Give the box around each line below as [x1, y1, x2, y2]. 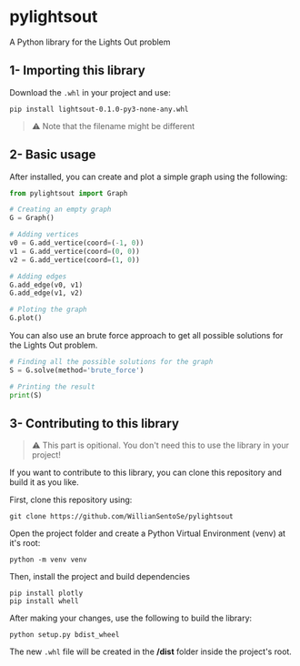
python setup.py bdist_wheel [9, 631, 120, 640]
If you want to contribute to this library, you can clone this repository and [9, 467, 282, 479]
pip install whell [9, 597, 79, 606]
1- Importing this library [9, 63, 145, 78]
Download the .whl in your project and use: [9, 86, 171, 97]
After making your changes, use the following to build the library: [9, 612, 253, 624]
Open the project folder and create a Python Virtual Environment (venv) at [9, 528, 286, 539]
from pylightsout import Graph [9, 188, 128, 197]
